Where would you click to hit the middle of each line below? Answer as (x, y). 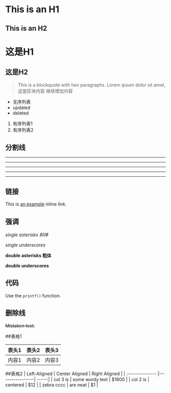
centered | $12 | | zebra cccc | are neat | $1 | (52, 385)
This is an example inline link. (36, 204)
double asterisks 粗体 (28, 256)
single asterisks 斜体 (27, 235)
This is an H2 (26, 28)
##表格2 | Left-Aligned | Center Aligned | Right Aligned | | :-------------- (81, 374)
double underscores (27, 266)
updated (21, 107)
